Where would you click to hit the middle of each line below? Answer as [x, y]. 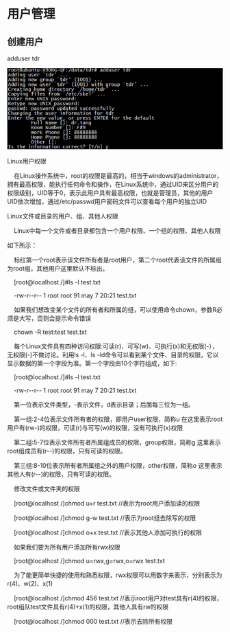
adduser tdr [24, 58]
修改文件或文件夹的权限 [47, 489]
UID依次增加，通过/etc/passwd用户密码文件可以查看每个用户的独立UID [107, 202]
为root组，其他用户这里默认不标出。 [58, 269]
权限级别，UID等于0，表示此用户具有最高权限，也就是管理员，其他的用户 [110, 193]
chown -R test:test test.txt [50, 332]
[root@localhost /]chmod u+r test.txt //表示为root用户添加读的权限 [107, 504]
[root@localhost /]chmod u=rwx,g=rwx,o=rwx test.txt [89, 561]
